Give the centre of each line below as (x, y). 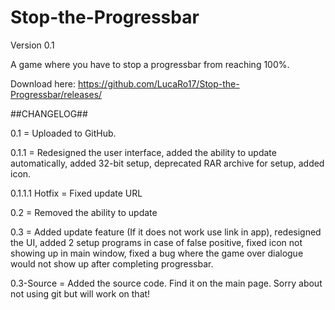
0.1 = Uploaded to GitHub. (63, 133)
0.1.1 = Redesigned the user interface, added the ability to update (143, 152)
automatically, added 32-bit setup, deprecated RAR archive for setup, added (167, 163)
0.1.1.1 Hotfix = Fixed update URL (76, 193)
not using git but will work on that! (80, 293)
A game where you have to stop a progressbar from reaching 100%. (150, 64)
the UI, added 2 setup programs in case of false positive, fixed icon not (156, 242)
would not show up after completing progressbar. (112, 263)
